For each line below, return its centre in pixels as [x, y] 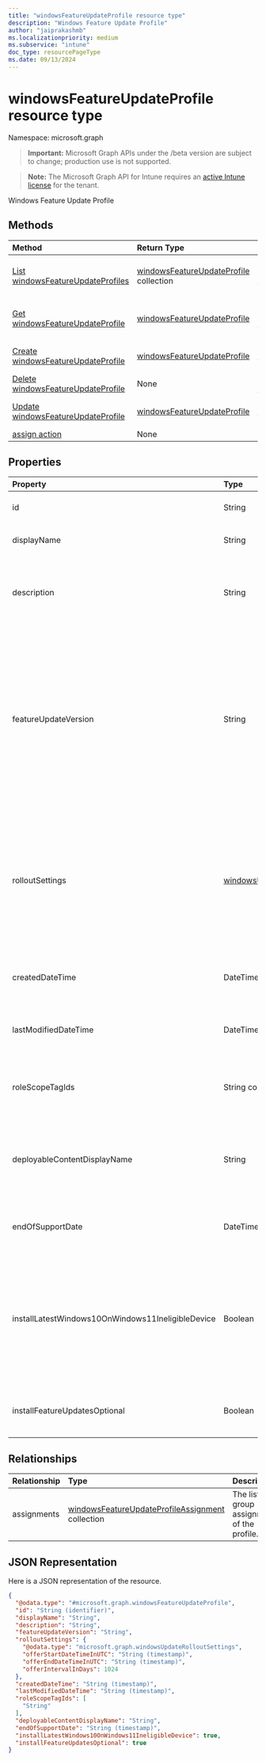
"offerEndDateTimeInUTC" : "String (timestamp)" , [104, 1662]
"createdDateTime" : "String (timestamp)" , [86, 1684]
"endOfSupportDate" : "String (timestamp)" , [88, 1728]
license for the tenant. [63, 185]
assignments [36, 1514]
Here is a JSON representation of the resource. [85, 1581]
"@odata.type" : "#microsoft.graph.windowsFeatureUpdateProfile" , [125, 1603]
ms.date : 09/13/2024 [42, 60]
